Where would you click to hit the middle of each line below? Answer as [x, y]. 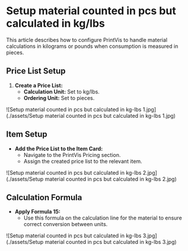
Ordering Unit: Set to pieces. [59, 98]
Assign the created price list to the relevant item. [83, 161]
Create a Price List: [39, 85]
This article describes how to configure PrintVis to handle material [87, 40]
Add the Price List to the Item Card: [59, 149]
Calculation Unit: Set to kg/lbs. [61, 91]
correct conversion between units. [66, 224]
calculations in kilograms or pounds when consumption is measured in [92, 46]
